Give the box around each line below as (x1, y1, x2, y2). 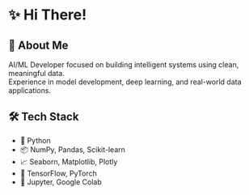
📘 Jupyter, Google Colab (19, 176, 103, 187)
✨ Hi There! (8, 6, 87, 24)
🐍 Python (19, 135, 51, 145)
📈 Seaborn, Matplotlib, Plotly (19, 156, 118, 167)
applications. (8, 86, 51, 95)
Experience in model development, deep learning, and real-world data (8, 77, 242, 87)
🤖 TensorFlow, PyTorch (19, 168, 97, 178)
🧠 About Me (8, 38, 69, 52)
